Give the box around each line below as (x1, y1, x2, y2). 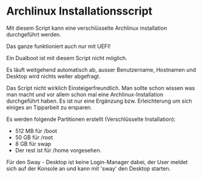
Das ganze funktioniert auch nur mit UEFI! (6, 43, 111, 50)
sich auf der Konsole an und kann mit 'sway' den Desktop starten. (6, 165, 171, 172)
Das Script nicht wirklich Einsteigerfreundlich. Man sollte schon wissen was (6, 84, 195, 92)
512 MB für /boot (15, 127, 58, 134)
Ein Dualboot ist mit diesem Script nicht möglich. (6, 54, 127, 61)
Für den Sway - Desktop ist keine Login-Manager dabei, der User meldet (6, 158, 188, 165)
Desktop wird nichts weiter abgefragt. (6, 72, 101, 80)
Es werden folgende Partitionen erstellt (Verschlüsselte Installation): (6, 115, 176, 123)
